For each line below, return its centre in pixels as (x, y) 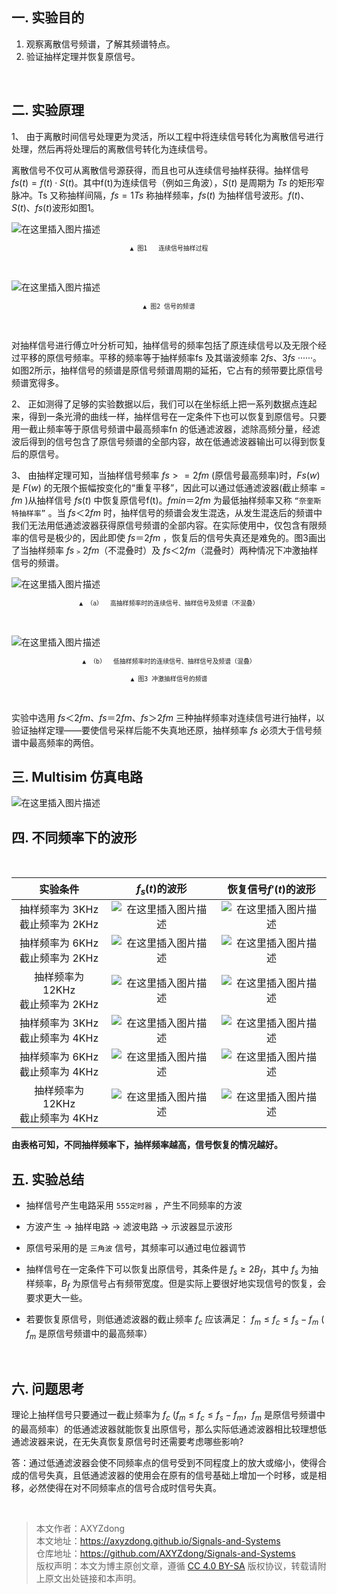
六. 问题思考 (48, 1388)
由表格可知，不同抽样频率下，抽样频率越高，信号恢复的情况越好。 (147, 1145)
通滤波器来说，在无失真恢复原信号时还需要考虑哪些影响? (127, 1442)
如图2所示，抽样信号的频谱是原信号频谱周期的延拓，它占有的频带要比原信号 (167, 370)
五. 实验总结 (48, 1179)
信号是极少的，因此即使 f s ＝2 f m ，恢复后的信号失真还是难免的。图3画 (173, 537)
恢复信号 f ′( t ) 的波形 (271, 890)
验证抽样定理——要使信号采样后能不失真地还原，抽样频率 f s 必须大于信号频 (167, 730)
